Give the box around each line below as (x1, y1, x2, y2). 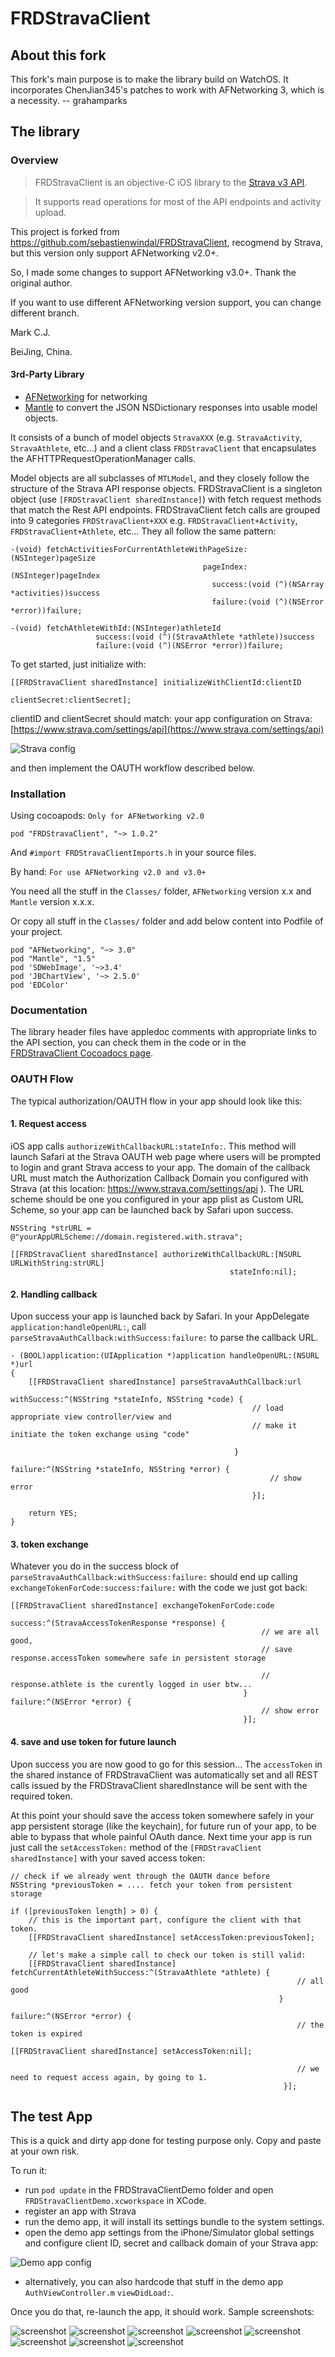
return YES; (28, 1508, 78, 1519)
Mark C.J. (10, 326, 51, 338)
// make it (251, 1421, 298, 1431)
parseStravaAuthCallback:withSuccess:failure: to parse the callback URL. (10, 1332, 319, 1344)
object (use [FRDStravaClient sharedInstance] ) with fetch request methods (10, 493, 322, 505)
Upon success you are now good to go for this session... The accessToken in (10, 1758, 323, 1770)
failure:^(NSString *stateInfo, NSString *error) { (10, 1465, 230, 1475)
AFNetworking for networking (24, 390, 148, 402)
